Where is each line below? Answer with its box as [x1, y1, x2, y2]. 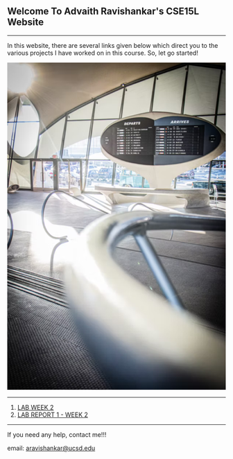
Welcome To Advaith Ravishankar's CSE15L [7, 6, 200, 17]
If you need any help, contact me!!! [7, 431, 107, 439]
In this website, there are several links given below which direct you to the [7, 41, 218, 49]
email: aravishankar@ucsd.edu [7, 444, 96, 453]
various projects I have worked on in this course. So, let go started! [7, 49, 199, 57]
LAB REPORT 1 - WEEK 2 [17, 410, 89, 419]
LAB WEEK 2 [17, 404, 54, 412]
